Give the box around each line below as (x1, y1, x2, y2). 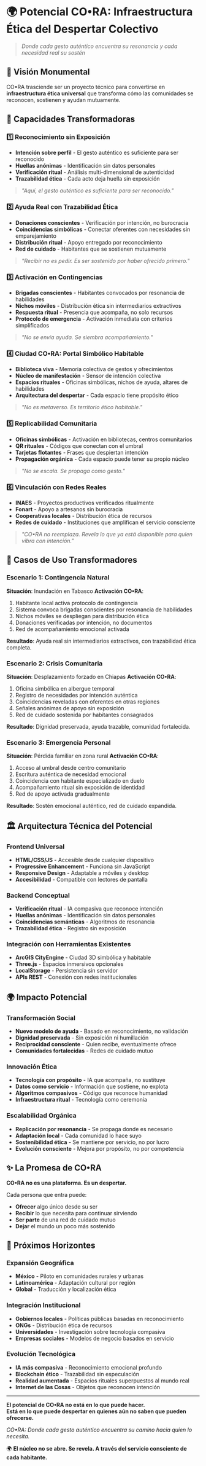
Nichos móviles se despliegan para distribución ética (15, 612, 149, 619)
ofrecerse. (6, 1414, 34, 1421)
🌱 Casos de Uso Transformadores (6, 555, 137, 565)
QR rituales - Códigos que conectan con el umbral (15, 442, 143, 449)
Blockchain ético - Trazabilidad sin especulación (15, 1370, 140, 1378)
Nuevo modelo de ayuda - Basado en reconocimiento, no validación (15, 1027, 188, 1035)
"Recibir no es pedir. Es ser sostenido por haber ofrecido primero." (21, 257, 190, 264)
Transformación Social (6, 1013, 75, 1022)
